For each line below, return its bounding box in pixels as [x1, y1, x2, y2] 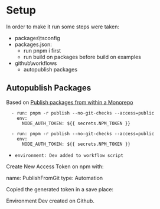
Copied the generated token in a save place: [6, 185, 114, 192]
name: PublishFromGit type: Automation [6, 174, 103, 181]
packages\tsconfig [14, 34, 60, 41]
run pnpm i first [23, 47, 61, 54]
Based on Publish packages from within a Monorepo [6, 99, 133, 106]
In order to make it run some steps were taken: [6, 23, 120, 30]
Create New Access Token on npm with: [6, 163, 104, 170]
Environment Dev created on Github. [6, 197, 94, 204]
